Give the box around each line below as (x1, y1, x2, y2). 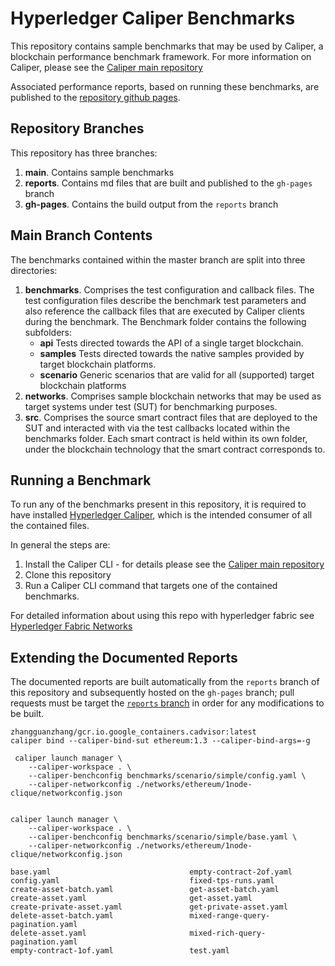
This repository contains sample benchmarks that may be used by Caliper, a (10, 40, 324, 52)
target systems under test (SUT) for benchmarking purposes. (24, 400, 278, 412)
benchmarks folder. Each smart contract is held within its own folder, (24, 432, 308, 444)
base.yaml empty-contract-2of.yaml (10, 867, 293, 877)
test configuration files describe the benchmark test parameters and (24, 294, 307, 306)
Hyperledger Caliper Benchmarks (10, 7, 296, 30)
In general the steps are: (10, 539, 111, 551)
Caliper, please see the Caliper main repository (10, 61, 203, 73)
